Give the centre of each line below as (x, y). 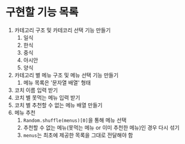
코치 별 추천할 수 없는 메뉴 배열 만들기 (58, 105)
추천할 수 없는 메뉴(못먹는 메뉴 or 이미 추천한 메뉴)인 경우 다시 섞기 (101, 127)
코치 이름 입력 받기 (36, 90)
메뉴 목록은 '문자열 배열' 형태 (57, 82)
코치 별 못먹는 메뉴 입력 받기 (47, 97)
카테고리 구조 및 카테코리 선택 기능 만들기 (62, 30)
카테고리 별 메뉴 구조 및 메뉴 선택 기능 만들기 (66, 75)
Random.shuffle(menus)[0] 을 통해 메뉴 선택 (75, 120)
